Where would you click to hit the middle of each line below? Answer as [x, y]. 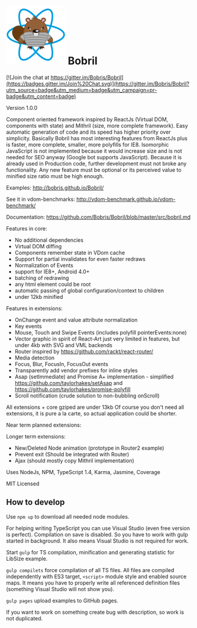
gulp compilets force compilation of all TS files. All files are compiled [90, 570]
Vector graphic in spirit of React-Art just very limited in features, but [97, 339]
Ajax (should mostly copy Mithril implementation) [74, 460]
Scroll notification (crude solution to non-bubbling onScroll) [87, 395]
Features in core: [27, 228]
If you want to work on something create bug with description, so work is [95, 612]
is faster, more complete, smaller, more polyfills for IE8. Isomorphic [88, 144]
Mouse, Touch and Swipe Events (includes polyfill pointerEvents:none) [101, 332]
